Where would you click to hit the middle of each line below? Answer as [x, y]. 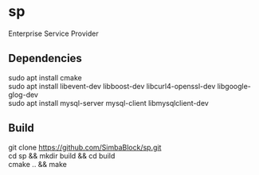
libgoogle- [234, 86]
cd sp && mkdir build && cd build [62, 156]
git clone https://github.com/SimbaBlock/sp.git [85, 147]
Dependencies [45, 58]
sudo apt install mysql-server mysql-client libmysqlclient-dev [108, 103]
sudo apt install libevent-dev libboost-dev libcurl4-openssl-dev [112, 86]
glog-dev [23, 95]
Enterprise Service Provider [53, 33]
